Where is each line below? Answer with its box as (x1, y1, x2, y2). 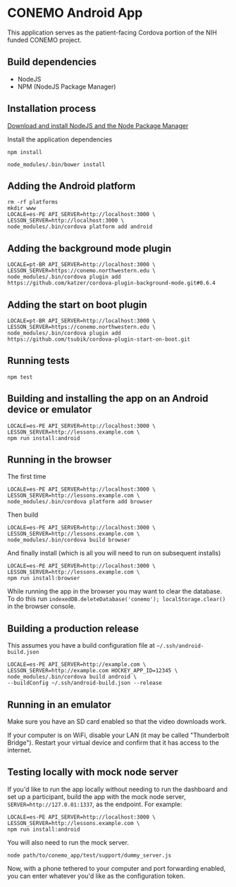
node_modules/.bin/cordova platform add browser (7, 498, 153, 505)
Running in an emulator (7, 698, 111, 710)
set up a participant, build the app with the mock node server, (7, 792, 186, 800)
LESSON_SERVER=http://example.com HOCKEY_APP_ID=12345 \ (7, 667, 178, 674)
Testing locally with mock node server (7, 766, 178, 779)
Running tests (7, 355, 70, 367)
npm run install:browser (7, 575, 80, 582)
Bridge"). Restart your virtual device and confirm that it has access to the (7, 738, 220, 747)
